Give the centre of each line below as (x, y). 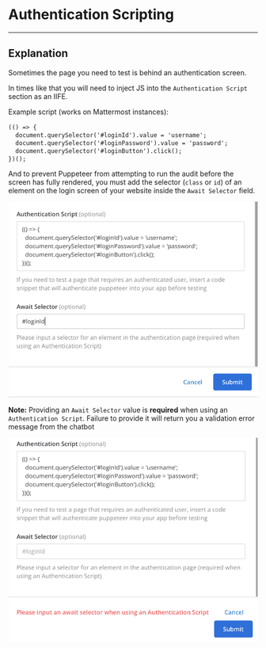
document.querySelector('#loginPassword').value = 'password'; (122, 143)
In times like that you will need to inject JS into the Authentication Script (128, 88)
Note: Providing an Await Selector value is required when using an (118, 410)
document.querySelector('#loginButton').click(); (99, 151)
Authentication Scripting (91, 15)
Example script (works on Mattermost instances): (88, 112)
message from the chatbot (51, 426)
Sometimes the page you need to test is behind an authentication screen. (127, 72)
